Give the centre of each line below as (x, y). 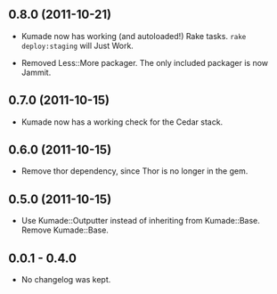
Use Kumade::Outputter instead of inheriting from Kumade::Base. (140, 221)
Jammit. (36, 72)
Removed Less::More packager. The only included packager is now (145, 62)
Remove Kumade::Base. (65, 230)
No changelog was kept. (66, 280)
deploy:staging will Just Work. (77, 45)
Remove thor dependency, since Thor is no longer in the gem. (134, 171)
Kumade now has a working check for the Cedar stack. (122, 122)
